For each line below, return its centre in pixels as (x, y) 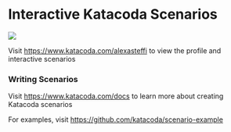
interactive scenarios (42, 59)
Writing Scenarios (43, 79)
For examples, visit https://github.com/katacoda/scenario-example (115, 120)
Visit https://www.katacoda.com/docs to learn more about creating (116, 96)
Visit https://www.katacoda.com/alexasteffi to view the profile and (115, 50)
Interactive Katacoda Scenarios (113, 14)
